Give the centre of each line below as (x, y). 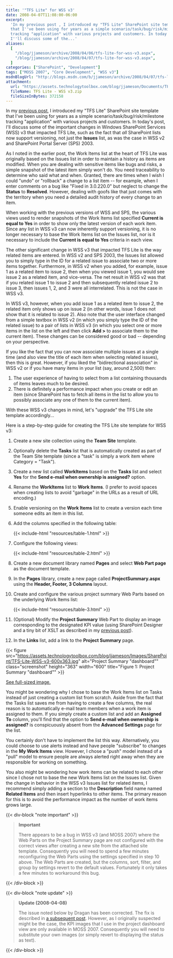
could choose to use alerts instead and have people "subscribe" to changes (86, 746)
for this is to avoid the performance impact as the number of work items (82, 800)
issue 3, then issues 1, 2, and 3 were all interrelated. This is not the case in (84, 288)
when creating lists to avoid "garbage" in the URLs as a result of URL (86, 493)
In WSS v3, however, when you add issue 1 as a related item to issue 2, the (85, 303)
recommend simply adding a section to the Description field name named (84, 789)
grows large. (19, 805)
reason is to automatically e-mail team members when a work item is (79, 709)
